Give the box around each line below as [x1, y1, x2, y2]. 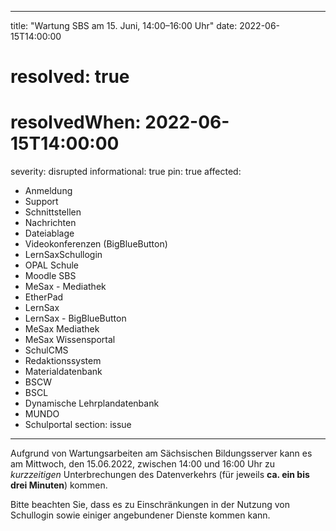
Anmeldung [24, 185, 73, 197]
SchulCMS [24, 344, 69, 356]
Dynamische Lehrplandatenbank [24, 397, 160, 410]
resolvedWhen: [10, 111, 142, 134]
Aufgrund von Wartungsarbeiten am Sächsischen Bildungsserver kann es [10, 447, 313, 460]
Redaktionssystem [24, 355, 102, 367]
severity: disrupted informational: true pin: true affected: [10, 166, 242, 178]
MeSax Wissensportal [24, 334, 116, 346]
